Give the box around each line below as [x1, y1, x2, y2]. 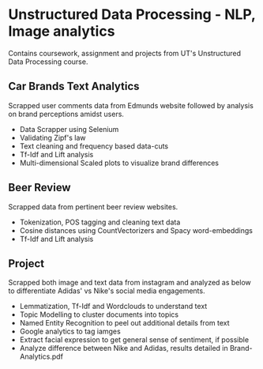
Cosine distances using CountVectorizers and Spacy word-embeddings [19, 225, 254, 235]
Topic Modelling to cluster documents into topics [19, 310, 179, 319]
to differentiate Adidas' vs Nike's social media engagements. [8, 286, 205, 296]
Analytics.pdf [19, 352, 63, 361]
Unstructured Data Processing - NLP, [8, 6, 256, 24]
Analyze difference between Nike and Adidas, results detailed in [19, 344, 228, 353]
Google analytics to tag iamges [19, 326, 121, 337]
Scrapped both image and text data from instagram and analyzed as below [8, 278, 251, 288]
